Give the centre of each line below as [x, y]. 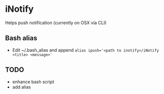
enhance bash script [33, 82]
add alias [21, 87]
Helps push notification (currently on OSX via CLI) [56, 23]
